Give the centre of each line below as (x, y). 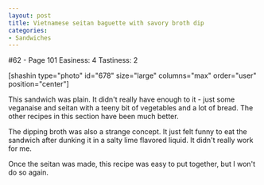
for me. (20, 148)
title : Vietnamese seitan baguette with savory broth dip (106, 23)
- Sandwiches (30, 38)
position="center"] (39, 84)
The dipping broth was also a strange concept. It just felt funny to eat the (128, 132)
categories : (28, 30)
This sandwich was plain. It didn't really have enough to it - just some (122, 99)
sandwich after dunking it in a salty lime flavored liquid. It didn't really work (131, 141)
